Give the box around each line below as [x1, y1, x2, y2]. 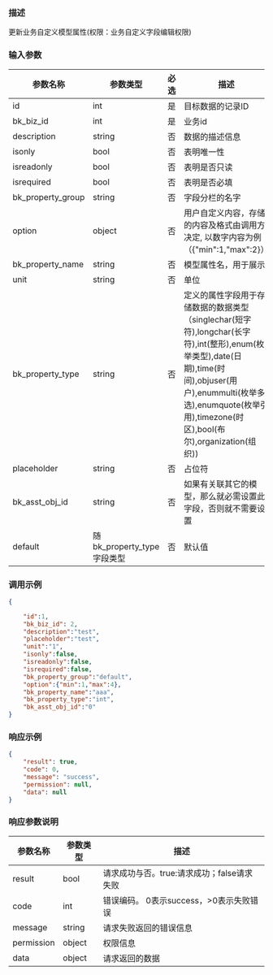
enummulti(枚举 [197, 387, 258, 398]
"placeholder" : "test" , [23, 635, 100, 643]
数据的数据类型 [192, 301, 249, 313]
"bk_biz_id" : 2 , [23, 620, 79, 628]
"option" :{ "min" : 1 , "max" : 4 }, [23, 680, 122, 688]
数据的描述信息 [184, 131, 241, 142]
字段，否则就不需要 [184, 502, 258, 513]
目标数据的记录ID [184, 100, 249, 111]
